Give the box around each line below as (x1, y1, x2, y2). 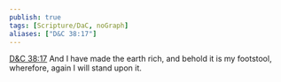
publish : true (9, 12, 62, 22)
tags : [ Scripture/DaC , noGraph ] (9, 21, 129, 30)
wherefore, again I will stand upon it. (9, 63, 142, 73)
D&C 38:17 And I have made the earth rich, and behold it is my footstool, (9, 54, 272, 64)
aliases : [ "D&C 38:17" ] (9, 29, 98, 38)
